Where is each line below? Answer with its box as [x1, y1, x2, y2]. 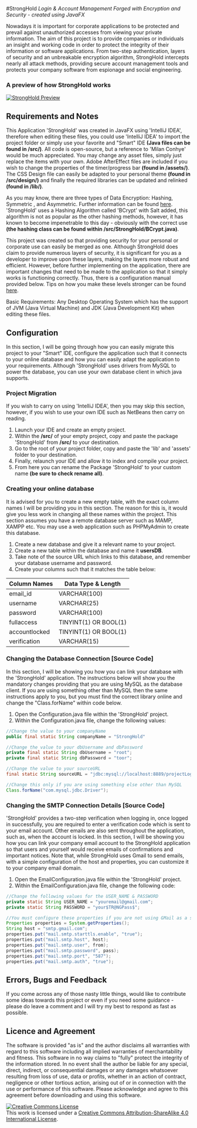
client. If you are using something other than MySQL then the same [6, 686, 168, 693]
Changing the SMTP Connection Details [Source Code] [6, 801, 165, 809]
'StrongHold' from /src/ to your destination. [14, 439, 120, 446]
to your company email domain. [6, 864, 83, 871]
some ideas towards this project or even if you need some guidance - [6, 996, 174, 1004]
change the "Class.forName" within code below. [6, 699, 122, 706]
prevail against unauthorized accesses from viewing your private [6, 29, 162, 36]
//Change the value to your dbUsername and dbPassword [6, 744, 143, 750]
